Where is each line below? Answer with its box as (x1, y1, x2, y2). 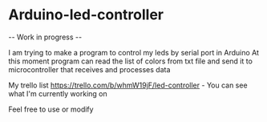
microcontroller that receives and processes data (8, 64, 171, 74)
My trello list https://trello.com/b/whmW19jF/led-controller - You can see (8, 80, 248, 90)
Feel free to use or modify (8, 104, 94, 114)
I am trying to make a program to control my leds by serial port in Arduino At (8, 47, 259, 57)
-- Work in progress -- (8, 32, 83, 42)
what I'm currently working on (8, 88, 107, 98)
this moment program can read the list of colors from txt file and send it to (8, 56, 253, 66)
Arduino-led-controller (8, 6, 164, 24)
